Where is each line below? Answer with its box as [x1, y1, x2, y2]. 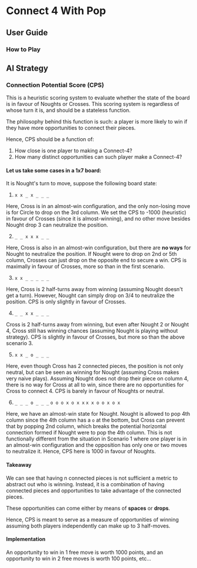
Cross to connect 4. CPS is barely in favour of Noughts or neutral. [6, 387, 165, 395]
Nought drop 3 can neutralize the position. [6, 222, 108, 229]
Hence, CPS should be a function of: [6, 136, 94, 143]
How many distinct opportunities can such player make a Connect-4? [14, 153, 182, 161]
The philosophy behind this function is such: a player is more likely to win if [6, 118, 188, 125]
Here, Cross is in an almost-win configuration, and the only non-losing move [6, 203, 191, 210]
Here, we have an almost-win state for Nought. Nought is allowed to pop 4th [6, 410, 191, 417]
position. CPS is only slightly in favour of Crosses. [6, 298, 127, 305]
